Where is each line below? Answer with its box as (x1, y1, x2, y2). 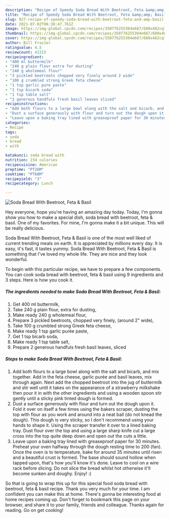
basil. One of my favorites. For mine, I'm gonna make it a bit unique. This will (5, 220, 164, 226)
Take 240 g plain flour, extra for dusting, (12, 307, 97, 313)
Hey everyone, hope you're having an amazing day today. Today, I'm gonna (5, 209, 163, 215)
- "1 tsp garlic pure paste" (5, 82, 67, 87)
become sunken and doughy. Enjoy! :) (12, 470, 92, 477)
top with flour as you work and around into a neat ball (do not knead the (12, 411, 162, 417)
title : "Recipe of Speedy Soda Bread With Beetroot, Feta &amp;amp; (5, 12, 153, 17)
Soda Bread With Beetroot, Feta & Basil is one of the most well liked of (5, 235, 151, 241)
